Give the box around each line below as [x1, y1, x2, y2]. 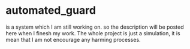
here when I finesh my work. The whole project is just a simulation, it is [5, 29, 180, 36]
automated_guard [5, 4, 96, 17]
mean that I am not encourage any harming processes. [5, 36, 141, 43]
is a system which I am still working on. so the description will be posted [5, 23, 184, 30]
